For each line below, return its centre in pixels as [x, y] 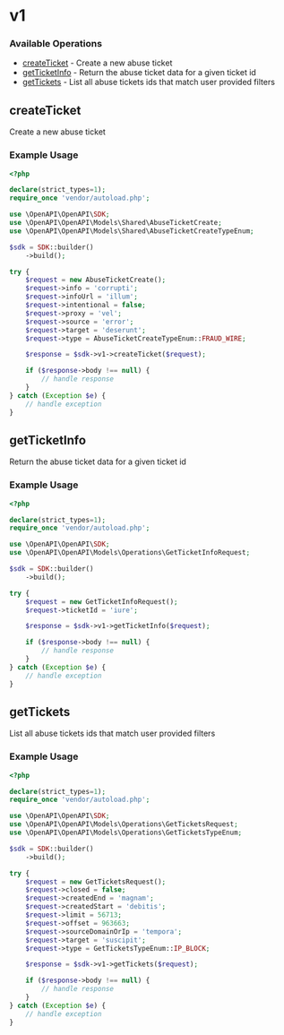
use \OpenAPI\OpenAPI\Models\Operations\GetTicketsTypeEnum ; [126, 833]
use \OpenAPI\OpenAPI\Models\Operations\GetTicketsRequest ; [124, 824]
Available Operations [56, 44]
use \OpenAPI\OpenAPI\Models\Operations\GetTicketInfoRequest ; [130, 553]
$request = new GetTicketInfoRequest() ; [102, 601]
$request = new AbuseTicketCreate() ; [96, 280]
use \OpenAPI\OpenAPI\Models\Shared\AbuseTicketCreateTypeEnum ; [132, 231]
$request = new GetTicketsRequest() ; [96, 882]
